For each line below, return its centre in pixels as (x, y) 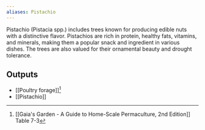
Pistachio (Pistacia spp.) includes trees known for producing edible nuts (97, 29)
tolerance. (19, 55)
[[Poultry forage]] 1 (38, 90)
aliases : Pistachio (31, 12)
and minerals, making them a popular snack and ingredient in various (93, 42)
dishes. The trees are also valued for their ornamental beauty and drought (99, 49)
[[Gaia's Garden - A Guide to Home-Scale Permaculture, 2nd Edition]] (103, 114)
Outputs (22, 75)
